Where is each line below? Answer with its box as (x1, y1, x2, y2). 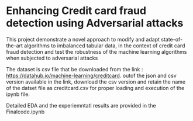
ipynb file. (6, 91, 30, 98)
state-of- (160, 36, 183, 43)
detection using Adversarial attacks (6, 16, 184, 30)
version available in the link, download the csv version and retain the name (6, 78, 186, 85)
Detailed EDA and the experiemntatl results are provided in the (6, 102, 156, 109)
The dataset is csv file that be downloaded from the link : (6, 65, 143, 72)
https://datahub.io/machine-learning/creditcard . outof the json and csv (6, 72, 177, 79)
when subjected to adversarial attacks (6, 54, 98, 61)
